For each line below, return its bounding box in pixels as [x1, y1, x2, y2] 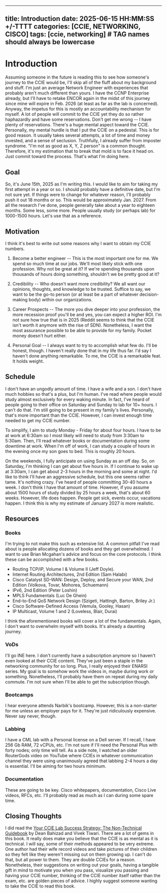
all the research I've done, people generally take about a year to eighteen [5, 202, 155, 208]
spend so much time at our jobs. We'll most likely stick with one [12, 261, 143, 267]
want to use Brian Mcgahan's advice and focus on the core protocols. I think [5, 551, 162, 557]
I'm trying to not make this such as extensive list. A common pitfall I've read [5, 540, 160, 547]
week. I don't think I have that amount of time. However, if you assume [5, 484, 149, 490]
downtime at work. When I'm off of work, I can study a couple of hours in [5, 443, 155, 449]
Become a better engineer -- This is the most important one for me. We [12, 255, 159, 261]
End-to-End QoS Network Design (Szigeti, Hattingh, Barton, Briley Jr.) [12, 598, 156, 604]
